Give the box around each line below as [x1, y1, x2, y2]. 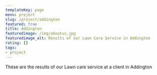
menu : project [5, 12, 35, 17]
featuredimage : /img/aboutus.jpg [5, 31, 76, 36]
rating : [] [5, 41, 28, 46]
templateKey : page [5, 7, 44, 13]
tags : [5, 45, 17, 50]
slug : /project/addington [5, 17, 60, 22]
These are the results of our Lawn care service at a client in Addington [5, 64, 152, 70]
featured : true [5, 21, 37, 27]
